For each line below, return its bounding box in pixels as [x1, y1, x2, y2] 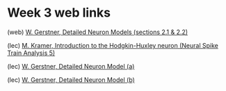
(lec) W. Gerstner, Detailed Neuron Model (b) [7, 75, 136, 84]
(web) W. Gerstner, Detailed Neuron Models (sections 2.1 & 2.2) [7, 28, 188, 36]
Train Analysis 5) [7, 49, 56, 57]
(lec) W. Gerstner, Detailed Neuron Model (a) [7, 62, 135, 70]
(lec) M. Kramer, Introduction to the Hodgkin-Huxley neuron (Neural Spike [7, 41, 219, 49]
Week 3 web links [7, 5, 111, 21]
